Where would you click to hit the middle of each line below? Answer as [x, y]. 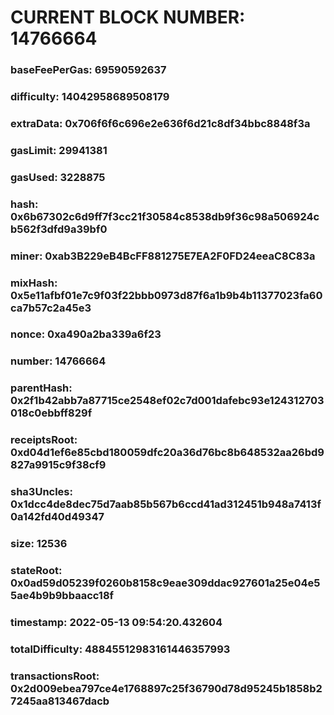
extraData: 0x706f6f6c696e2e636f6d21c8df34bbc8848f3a [160, 123]
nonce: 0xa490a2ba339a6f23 [86, 334]
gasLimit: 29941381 [59, 150]
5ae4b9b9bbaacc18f [62, 596]
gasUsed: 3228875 [58, 177]
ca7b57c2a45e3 [51, 308]
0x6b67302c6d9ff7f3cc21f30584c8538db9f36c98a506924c [165, 216]
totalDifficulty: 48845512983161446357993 [120, 649]
